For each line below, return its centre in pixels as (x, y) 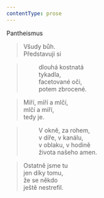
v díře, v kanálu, (61, 137)
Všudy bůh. (39, 46)
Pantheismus (25, 33)
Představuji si (42, 54)
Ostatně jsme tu (45, 165)
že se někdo (40, 180)
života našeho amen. (68, 152)
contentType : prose (34, 13)
